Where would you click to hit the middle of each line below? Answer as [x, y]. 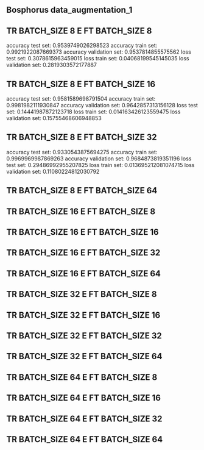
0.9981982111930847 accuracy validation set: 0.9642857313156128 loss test [102, 105]
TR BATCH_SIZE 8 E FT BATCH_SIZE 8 [79, 31]
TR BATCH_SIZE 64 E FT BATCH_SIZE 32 [84, 419]
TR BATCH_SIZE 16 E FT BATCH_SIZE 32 [83, 253]
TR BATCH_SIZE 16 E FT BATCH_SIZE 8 [81, 211]
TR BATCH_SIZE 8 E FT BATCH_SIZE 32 [82, 137]
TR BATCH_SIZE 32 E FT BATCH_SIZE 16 [83, 315]
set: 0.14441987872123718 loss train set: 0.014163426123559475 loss [93, 112]
